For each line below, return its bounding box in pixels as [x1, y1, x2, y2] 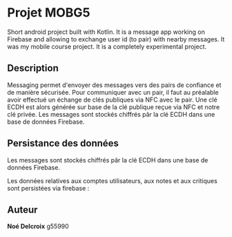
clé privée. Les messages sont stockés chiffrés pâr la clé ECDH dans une [7, 110, 215, 118]
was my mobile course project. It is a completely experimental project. [7, 42, 207, 50]
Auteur [7, 204, 38, 216]
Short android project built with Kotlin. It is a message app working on [7, 28, 205, 36]
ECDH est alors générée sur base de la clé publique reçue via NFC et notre [7, 102, 220, 111]
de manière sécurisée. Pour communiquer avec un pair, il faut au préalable [7, 88, 219, 96]
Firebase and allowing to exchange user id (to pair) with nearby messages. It [7, 35, 225, 43]
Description [7, 62, 59, 74]
